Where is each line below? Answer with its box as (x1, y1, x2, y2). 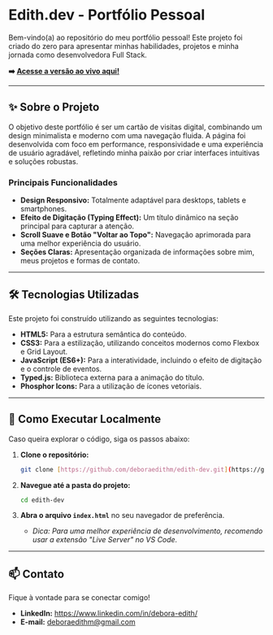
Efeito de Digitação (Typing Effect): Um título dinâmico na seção (19, 213, 239, 223)
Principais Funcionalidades (8, 176, 118, 188)
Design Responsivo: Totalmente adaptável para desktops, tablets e (19, 195, 246, 205)
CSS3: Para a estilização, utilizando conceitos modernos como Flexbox (19, 337, 260, 347)
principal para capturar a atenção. (19, 221, 135, 231)
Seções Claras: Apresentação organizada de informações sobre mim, (19, 247, 255, 257)
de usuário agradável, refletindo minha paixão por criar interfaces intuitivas (8, 148, 260, 158)
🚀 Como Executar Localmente (8, 412, 162, 426)
